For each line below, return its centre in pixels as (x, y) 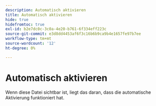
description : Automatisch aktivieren (46, 10)
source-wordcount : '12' (31, 44)
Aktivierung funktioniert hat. (35, 97)
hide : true (17, 19)
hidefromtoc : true (25, 24)
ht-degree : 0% (21, 48)
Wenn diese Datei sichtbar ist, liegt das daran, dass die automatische (78, 92)
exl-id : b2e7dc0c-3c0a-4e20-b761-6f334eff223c (56, 29)
